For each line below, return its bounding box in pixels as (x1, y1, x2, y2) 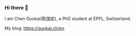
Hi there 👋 (4, 4, 29, 11)
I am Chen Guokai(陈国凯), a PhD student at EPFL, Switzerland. (4, 16, 132, 22)
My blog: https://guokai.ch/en (4, 25, 65, 31)
